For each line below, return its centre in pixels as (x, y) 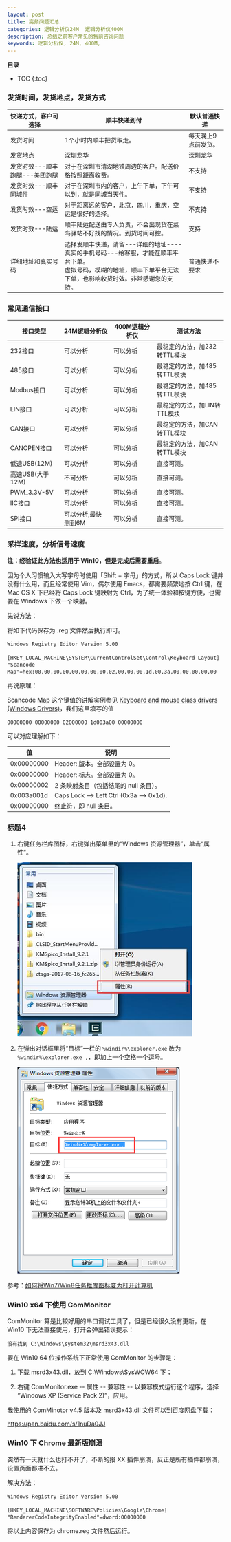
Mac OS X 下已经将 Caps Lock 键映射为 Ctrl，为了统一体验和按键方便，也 (111, 592)
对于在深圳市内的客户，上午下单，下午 (119, 185)
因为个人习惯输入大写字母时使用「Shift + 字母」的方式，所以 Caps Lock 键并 (115, 575)
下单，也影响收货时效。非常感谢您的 (115, 278)
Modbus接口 (28, 389)
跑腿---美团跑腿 (34, 175)
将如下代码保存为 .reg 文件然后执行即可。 (66, 630)
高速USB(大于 (30, 474)
